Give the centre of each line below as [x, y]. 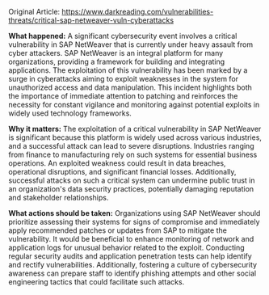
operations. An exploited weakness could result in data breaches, [117, 163]
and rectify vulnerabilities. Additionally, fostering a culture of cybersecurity [132, 265]
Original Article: [34, 12]
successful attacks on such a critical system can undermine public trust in [132, 180]
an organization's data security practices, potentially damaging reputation [131, 189]
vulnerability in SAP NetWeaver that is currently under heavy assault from [130, 44]
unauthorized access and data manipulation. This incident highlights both [130, 87]
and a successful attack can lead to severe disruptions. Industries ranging [131, 146]
